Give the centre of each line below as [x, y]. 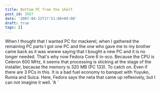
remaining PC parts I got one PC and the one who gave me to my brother [78, 46]
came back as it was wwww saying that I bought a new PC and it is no [75, 52]
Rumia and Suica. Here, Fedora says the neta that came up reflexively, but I [80, 77]
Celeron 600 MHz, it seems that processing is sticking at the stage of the [78, 62]
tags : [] [14, 28]
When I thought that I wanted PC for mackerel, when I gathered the [72, 41]
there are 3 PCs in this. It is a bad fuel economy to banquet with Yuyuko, [77, 72]
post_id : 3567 [19, 14]
